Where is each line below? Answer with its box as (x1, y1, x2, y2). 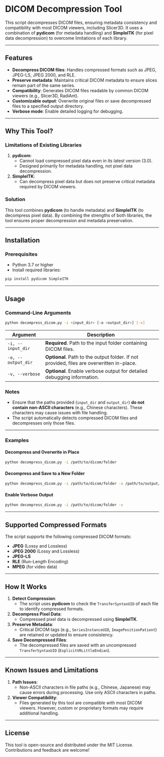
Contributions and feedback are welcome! (5, 747, 90, 753)
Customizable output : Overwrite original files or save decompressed (12, 98, 151, 103)
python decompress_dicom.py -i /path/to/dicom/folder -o (5, 481, 123, 486)
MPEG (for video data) (12, 564, 58, 570)
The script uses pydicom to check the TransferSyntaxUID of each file (19, 600, 159, 606)
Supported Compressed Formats (5, 521, 107, 529)
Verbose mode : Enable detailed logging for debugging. (12, 108, 123, 114)
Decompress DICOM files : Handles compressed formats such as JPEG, (12, 67, 157, 73)
